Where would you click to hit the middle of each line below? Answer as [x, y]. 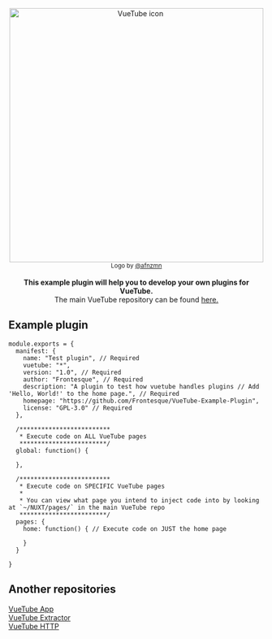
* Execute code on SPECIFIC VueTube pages [92, 486]
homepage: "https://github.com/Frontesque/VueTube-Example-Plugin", [141, 401]
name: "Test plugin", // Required [81, 358]
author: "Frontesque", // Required [83, 379]
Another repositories [62, 589]
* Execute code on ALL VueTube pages [83, 436]
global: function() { [52, 450]
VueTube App [31, 609]
